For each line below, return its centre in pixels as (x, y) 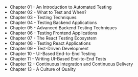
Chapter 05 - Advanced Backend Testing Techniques (63, 28)
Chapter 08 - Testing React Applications (50, 43)
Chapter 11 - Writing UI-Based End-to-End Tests (58, 59)
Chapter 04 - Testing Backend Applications (53, 22)
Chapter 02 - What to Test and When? (48, 12)
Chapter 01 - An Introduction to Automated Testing (60, 7)
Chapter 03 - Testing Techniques (43, 17)
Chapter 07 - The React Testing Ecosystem (53, 38)
